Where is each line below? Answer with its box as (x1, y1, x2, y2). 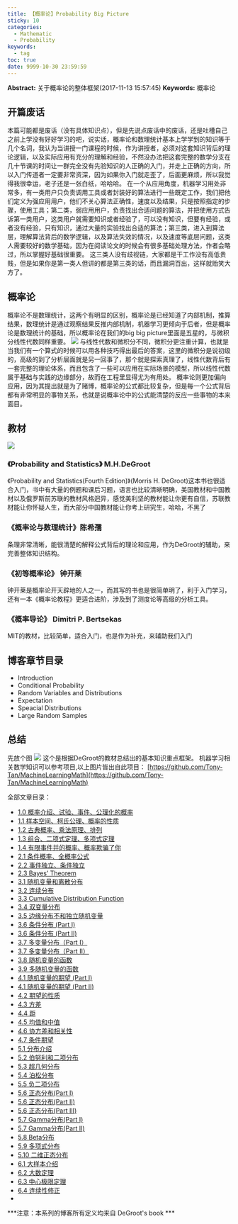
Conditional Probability (17, 681, 84, 690)
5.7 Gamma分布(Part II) (17, 1124, 85, 1133)
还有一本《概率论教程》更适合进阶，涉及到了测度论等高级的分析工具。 (7, 595, 212, 603)
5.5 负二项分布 (17, 1079, 60, 1088)
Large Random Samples (17, 712, 88, 720)
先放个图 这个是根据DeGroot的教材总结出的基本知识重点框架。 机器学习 (7, 753, 225, 762)
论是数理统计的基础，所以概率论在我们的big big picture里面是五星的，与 (7, 329, 217, 337)
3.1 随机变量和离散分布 (17, 877, 84, 886)
